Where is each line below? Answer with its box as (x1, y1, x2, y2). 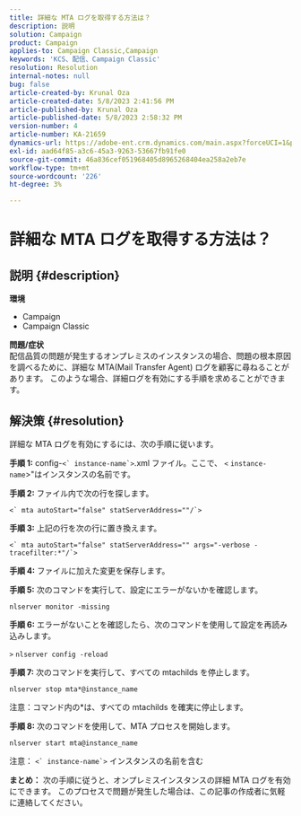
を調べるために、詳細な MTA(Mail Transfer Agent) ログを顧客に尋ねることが (9, 362, 289, 373)
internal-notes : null (9, 72, 90, 81)
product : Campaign (9, 38, 78, 48)
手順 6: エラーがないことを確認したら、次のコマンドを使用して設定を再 (9, 619, 272, 629)
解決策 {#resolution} (9, 413, 125, 428)
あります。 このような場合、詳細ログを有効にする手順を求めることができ (9, 373, 278, 384)
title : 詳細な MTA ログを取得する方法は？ (9, 13, 151, 22)
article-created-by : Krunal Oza (9, 88, 130, 97)
